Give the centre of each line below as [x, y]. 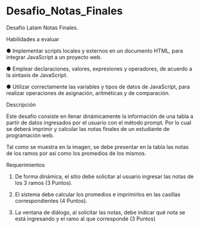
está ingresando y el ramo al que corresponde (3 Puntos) [85, 218]
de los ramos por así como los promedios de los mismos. [76, 153]
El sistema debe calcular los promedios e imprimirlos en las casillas [98, 194]
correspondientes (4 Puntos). [51, 200]
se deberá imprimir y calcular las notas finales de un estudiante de [88, 129]
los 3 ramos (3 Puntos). [44, 183]
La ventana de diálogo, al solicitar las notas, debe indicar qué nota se [100, 212]
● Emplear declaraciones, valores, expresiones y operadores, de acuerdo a [99, 69]
